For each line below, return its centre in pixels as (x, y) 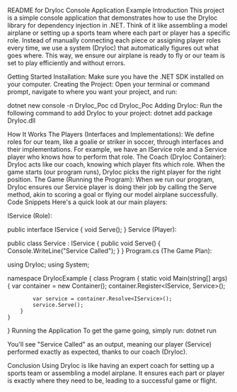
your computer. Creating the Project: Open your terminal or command (109, 84)
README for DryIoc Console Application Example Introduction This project (116, 10)
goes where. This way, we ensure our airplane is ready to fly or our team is (116, 55)
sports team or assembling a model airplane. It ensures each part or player (116, 373)
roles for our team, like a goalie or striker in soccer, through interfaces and (116, 142)
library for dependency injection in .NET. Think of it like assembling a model (117, 25)
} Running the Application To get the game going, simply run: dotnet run (112, 330)
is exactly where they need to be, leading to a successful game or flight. (112, 381)
